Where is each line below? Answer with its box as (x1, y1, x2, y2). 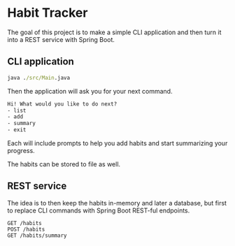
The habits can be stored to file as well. (7, 160, 121, 168)
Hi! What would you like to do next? (7, 100, 117, 108)
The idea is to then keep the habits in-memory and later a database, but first (7, 198, 227, 207)
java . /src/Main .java (7, 74, 71, 81)
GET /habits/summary (7, 232, 68, 239)
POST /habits (7, 226, 45, 233)
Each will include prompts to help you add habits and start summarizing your (7, 139, 228, 147)
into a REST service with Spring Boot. (7, 35, 115, 43)
